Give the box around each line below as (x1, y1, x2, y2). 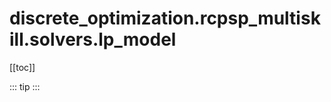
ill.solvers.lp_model (9, 28, 177, 51)
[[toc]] (9, 61, 36, 73)
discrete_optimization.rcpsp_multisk (9, 7, 321, 30)
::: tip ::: (9, 80, 41, 92)
